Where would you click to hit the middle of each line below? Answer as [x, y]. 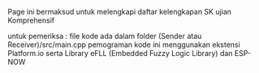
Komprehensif [31, 20]
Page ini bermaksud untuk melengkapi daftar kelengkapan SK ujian [120, 12]
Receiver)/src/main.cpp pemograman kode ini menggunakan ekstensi [124, 45]
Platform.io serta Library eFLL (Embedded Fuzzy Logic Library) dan [120, 53]
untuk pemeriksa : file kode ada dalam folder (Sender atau [105, 36]
